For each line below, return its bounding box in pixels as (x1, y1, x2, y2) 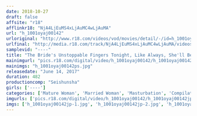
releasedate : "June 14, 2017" (6, 69, 80, 74)
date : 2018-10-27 (6, 8, 49, 15)
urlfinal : (6, 42, 30, 47)
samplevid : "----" (6, 47, 51, 53)
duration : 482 (6, 74, 41, 80)
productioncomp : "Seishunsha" (6, 80, 80, 86)
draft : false (6, 14, 38, 20)
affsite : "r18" (6, 19, 43, 25)
